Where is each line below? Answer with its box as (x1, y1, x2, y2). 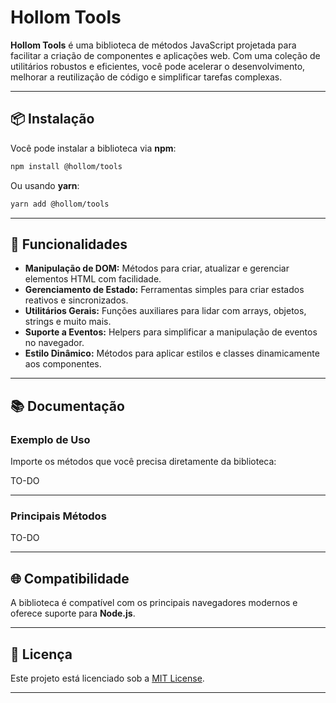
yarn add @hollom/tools (10, 199, 110, 209)
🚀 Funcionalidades (10, 236, 128, 253)
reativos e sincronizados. (24, 294, 129, 306)
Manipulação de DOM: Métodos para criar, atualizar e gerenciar (24, 262, 290, 275)
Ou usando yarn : (10, 179, 80, 191)
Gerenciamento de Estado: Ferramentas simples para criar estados (24, 284, 305, 296)
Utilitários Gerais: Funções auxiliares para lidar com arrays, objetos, (24, 305, 307, 317)
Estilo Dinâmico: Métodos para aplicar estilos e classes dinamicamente (24, 347, 320, 360)
